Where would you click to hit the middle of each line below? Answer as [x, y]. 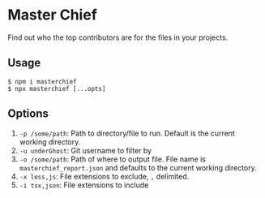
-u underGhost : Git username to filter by [85, 150]
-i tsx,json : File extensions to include [84, 185]
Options [28, 114]
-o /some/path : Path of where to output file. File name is [112, 159]
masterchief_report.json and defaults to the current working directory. [138, 167]
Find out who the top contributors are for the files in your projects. [118, 37]
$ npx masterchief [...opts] [57, 88]
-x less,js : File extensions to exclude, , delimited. [104, 176]
